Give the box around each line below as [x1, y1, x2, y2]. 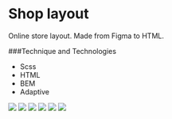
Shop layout [8, 5, 89, 23]
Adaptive [19, 86, 50, 96]
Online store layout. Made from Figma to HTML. [8, 31, 165, 40]
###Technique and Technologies [8, 46, 117, 56]
